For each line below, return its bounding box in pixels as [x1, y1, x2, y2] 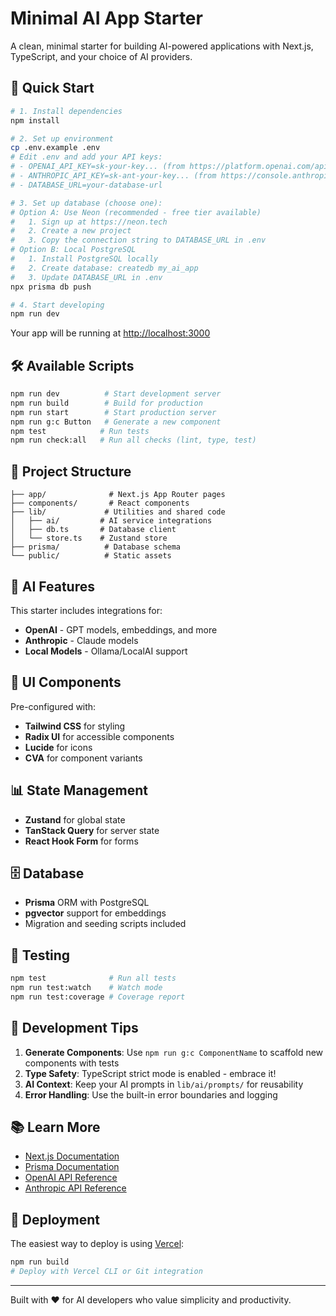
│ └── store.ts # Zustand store [10, 533, 168, 544]
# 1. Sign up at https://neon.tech [10, 217, 168, 227]
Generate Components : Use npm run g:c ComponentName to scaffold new [24, 1046, 324, 1058]
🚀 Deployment [10, 1211, 100, 1228]
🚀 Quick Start [10, 80, 95, 97]
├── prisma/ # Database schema [10, 542, 182, 552]
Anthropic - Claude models [24, 634, 139, 646]
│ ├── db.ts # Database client [10, 525, 177, 535]
